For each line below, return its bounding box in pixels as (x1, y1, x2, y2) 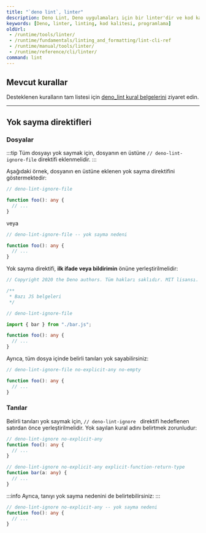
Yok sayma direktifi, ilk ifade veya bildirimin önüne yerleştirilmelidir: (6, 265, 178, 273)
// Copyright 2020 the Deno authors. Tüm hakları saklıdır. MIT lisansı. (6, 277, 199, 283)
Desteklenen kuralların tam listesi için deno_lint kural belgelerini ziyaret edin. (6, 93, 199, 101)
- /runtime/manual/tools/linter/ (9, 43, 95, 50)
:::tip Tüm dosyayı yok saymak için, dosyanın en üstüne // (6, 149, 153, 157)
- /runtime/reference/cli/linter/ (9, 49, 97, 55)
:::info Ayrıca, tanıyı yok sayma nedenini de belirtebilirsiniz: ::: (6, 492, 161, 499)
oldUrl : (6, 26, 26, 32)
